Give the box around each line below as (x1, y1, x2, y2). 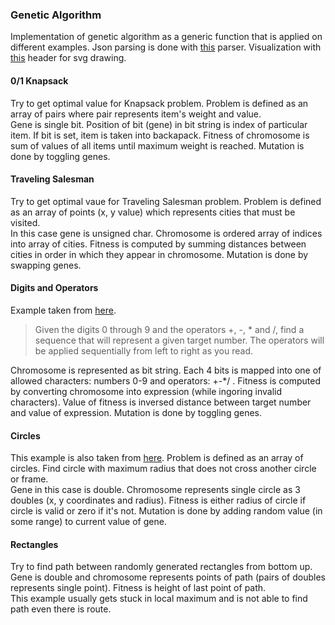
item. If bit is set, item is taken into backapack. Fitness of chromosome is (10, 129, 310, 141)
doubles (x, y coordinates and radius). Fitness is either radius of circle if (10, 494, 307, 507)
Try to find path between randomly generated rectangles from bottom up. (10, 561, 313, 573)
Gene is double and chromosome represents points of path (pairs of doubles (10, 571, 326, 583)
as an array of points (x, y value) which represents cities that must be (10, 206, 296, 218)
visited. (10, 216, 41, 228)
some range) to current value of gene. (10, 516, 167, 528)
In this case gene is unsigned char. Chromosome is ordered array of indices (10, 227, 323, 239)
